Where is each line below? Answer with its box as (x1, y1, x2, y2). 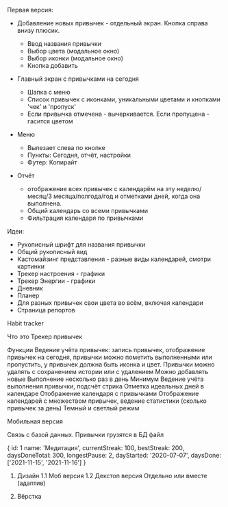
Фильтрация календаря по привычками (27, 214, 144, 222)
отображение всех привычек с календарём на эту (27, 185, 176, 193)
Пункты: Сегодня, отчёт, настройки (27, 151, 131, 159)
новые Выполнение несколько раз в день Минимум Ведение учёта (7, 375, 204, 383)
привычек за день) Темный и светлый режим (7, 404, 140, 412)
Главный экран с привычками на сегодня (16, 75, 139, 83)
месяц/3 (27, 192, 53, 200)
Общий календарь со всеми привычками (27, 207, 149, 214)
